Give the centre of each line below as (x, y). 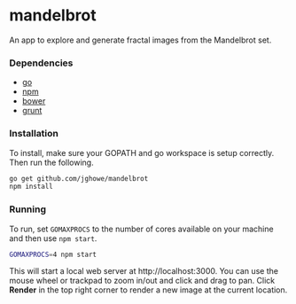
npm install (31, 187)
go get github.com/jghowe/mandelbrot (79, 178)
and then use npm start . (53, 238)
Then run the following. (52, 162)
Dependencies (41, 63)
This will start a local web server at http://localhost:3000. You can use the (144, 271)
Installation (34, 134)
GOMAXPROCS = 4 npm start (53, 254)
